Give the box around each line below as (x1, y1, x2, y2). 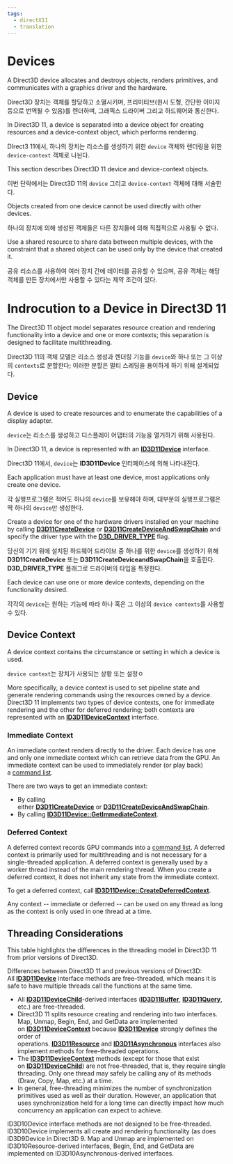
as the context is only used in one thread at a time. (7, 907, 152, 916)
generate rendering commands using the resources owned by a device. (7, 690, 212, 699)
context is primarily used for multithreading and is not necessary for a (7, 851, 207, 859)
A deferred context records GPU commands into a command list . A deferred (7, 844, 225, 852)
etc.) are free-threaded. (17, 1002, 86, 1011)
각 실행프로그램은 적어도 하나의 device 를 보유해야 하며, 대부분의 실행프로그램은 (7, 495, 221, 504)
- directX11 (13, 17, 49, 24)
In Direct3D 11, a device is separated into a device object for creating (7, 121, 204, 129)
